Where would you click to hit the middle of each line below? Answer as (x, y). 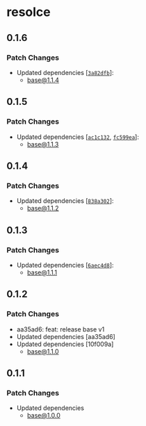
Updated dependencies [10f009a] (65, 344)
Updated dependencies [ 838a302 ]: (65, 201)
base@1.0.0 (43, 416)
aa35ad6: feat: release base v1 (60, 329)
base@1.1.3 (43, 144)
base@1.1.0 (43, 351)
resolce (29, 12)
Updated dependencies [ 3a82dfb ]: (65, 72)
